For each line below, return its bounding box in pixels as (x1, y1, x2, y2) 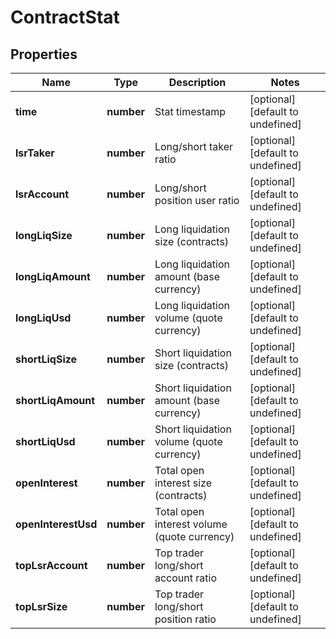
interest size (154, 476, 213, 490)
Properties (10, 46, 78, 63)
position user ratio (154, 194, 240, 207)
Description (168, 76, 227, 89)
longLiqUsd (15, 311, 72, 325)
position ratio (154, 612, 217, 626)
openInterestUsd (15, 517, 98, 531)
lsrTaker (15, 146, 55, 160)
